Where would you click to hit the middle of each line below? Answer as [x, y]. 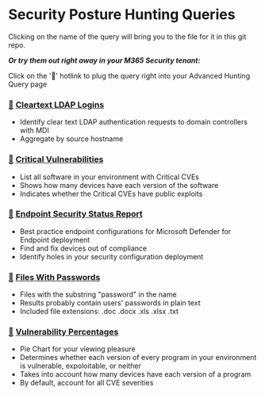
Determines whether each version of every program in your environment [138, 358]
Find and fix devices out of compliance [83, 248]
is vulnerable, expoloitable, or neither [80, 366]
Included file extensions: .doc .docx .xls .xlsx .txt [99, 312]
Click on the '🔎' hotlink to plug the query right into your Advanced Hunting [129, 75]
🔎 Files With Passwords [54, 277]
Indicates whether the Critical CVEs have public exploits [111, 194]
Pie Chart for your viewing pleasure [78, 349]
